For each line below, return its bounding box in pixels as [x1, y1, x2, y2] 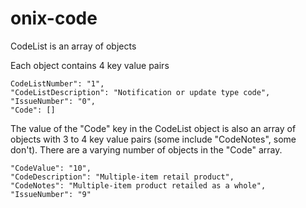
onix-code [10, 7, 98, 30]
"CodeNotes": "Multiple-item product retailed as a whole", [10, 180, 267, 191]
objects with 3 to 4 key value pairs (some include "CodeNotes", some [10, 133, 297, 145]
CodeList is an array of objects [10, 40, 137, 52]
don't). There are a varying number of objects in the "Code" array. [10, 143, 283, 156]
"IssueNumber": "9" [10, 189, 92, 199]
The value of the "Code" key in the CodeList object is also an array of [10, 122, 297, 134]
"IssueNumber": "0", [10, 96, 97, 106]
